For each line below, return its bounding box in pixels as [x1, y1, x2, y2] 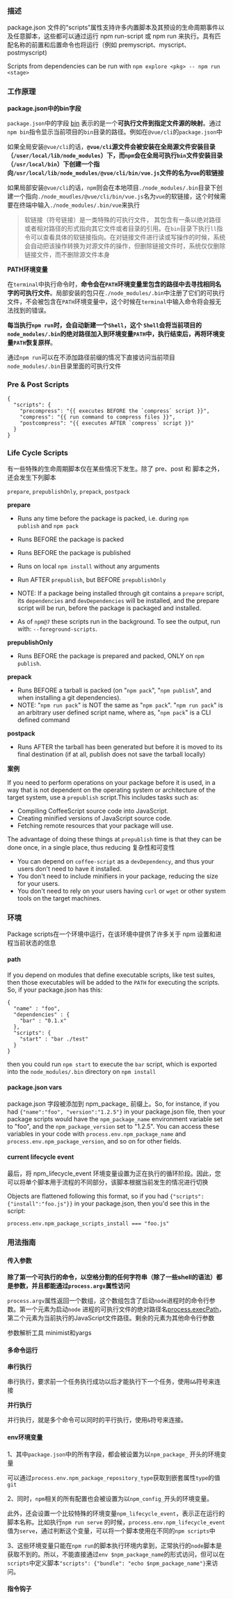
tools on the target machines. [17, 894, 102, 903]
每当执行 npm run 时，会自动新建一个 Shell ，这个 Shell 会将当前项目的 [7, 320, 202, 329]
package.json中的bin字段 [7, 104, 81, 112]
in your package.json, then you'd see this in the [74, 1199, 210, 1208]
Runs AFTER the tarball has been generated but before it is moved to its [17, 743, 223, 751]
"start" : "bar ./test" [19, 1036, 89, 1043]
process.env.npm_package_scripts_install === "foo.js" [7, 1220, 170, 1227]
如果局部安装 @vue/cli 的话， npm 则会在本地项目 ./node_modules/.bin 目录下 [7, 183, 217, 192]
